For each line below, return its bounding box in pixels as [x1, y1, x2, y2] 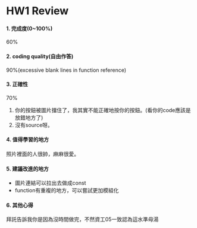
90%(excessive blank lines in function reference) [6, 66, 127, 74]
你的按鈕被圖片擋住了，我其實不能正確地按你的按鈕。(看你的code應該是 [14, 106, 192, 113]
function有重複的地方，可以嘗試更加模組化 [14, 187, 119, 194]
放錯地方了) [14, 114, 43, 121]
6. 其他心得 [6, 201, 34, 208]
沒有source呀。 [14, 121, 54, 128]
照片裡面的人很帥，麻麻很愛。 [6, 150, 79, 157]
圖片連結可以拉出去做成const [14, 179, 86, 186]
